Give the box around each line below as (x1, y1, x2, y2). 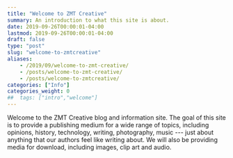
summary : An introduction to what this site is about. (7, 17, 170, 24)
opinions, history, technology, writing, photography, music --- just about (7, 128, 214, 136)
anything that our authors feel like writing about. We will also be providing (7, 136, 218, 143)
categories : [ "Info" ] (7, 81, 70, 88)
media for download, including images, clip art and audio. (7, 143, 172, 151)
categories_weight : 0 (7, 88, 70, 95)
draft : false (7, 36, 45, 43)
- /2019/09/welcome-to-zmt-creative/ (19, 62, 129, 69)
